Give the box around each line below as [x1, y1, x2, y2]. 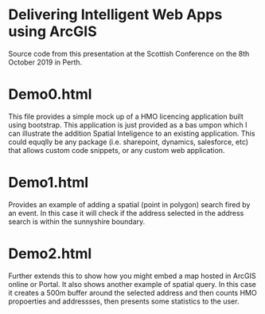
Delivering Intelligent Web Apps [8, 6, 223, 24]
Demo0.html [8, 85, 92, 104]
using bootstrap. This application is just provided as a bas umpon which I [8, 120, 247, 129]
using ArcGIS [8, 22, 97, 41]
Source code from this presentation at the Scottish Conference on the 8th [8, 49, 250, 58]
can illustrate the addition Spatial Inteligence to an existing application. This [8, 128, 255, 138]
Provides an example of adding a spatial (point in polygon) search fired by [8, 199, 251, 209]
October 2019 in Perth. [8, 57, 83, 67]
